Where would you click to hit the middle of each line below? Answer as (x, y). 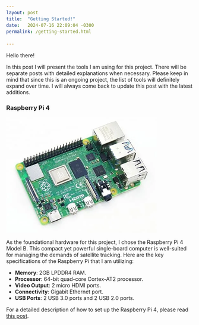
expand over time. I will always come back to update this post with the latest (99, 86)
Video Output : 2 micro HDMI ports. (58, 286)
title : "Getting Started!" (41, 19)
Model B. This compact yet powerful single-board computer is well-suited (97, 249)
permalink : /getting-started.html (49, 32)
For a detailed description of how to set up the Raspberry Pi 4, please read (97, 309)
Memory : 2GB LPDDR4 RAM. (50, 273)
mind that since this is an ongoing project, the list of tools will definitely (93, 80)
